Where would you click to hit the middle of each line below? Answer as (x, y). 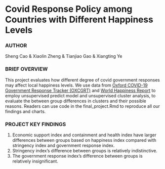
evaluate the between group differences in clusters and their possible (76, 101)
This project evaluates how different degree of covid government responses (82, 80)
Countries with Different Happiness (79, 20)
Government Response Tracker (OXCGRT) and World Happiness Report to (80, 90)
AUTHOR (16, 45)
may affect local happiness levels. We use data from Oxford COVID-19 (77, 85)
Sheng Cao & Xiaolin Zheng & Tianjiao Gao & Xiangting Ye (64, 56)
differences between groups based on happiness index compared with (84, 140)
